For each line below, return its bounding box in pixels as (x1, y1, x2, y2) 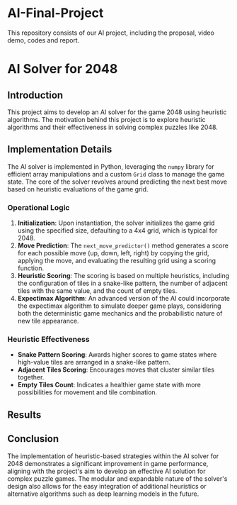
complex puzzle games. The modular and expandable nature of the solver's (7, 474, 228, 483)
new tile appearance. (17, 317, 79, 326)
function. (17, 264, 45, 272)
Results (7, 409, 42, 421)
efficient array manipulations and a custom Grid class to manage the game (7, 170, 225, 178)
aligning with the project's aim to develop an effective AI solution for (7, 467, 206, 475)
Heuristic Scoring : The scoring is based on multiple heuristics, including (17, 272, 230, 280)
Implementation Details (7, 143, 112, 155)
